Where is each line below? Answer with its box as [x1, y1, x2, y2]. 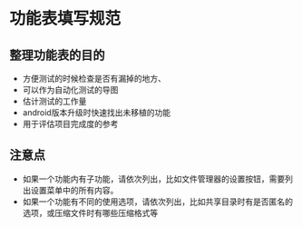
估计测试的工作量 [22, 96, 87, 106]
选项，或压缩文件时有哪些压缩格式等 [22, 207, 159, 218]
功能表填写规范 [9, 8, 122, 29]
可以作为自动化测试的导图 [22, 84, 119, 95]
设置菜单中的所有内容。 [30, 184, 119, 195]
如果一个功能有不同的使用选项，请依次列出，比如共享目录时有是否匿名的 [22, 196, 293, 207]
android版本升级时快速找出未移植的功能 [22, 107, 170, 118]
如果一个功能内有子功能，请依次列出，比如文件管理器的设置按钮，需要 [22, 173, 286, 184]
